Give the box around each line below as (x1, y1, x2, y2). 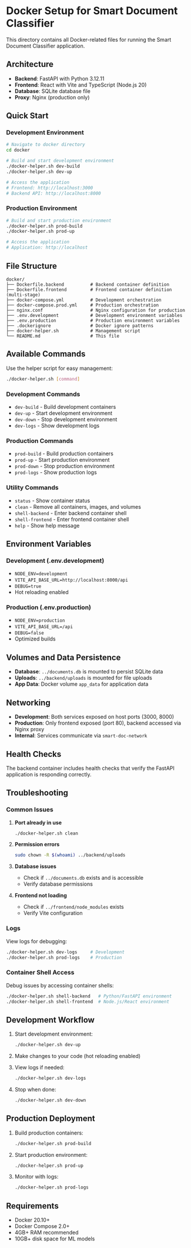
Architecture (6, 59, 54, 69)
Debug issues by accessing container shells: (6, 982, 114, 989)
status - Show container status (14, 497, 91, 504)
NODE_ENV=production (14, 618, 65, 624)
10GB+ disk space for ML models (14, 1235, 95, 1242)
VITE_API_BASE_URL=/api (14, 624, 73, 630)
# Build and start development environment (6, 158, 115, 164)
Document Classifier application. (6, 42, 85, 49)
